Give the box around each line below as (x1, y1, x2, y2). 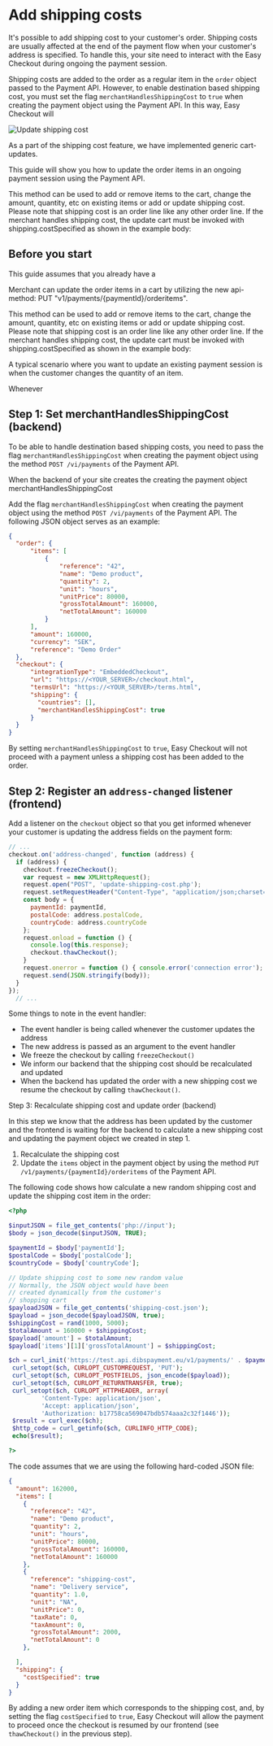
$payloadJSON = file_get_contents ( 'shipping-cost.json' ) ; (8, 1304, 209, 1313)
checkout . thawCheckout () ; (29, 949, 118, 957)
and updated (19, 1068, 63, 1078)
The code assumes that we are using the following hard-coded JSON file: (8, 1461, 254, 1471)
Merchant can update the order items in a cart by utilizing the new (8, 285, 229, 294)
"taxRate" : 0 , (29, 1613, 79, 1622)
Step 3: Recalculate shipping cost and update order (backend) (8, 1100, 217, 1111)
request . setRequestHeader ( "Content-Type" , (23, 888, 169, 896)
